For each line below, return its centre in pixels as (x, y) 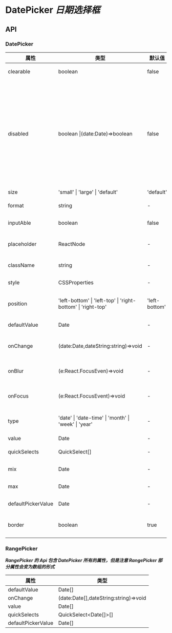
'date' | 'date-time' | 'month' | (94, 418)
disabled (18, 133)
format (16, 205)
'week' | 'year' (75, 424)
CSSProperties (76, 282)
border (16, 525)
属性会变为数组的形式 (32, 567)
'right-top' (94, 307)
